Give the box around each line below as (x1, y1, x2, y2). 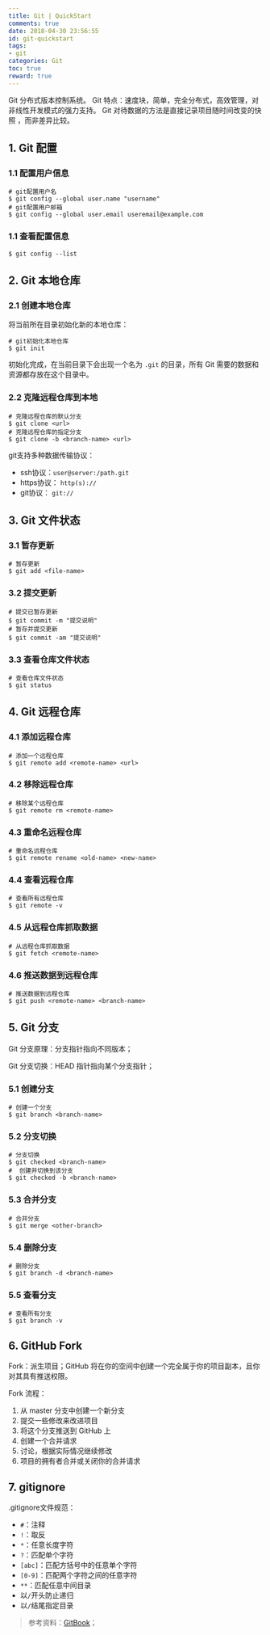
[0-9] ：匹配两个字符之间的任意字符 (19, 1570, 138, 1580)
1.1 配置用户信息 (8, 167, 70, 179)
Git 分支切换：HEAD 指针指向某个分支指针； (8, 1060, 155, 1071)
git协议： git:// (19, 487, 74, 497)
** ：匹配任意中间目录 (19, 1580, 92, 1590)
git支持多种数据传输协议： (8, 450, 95, 460)
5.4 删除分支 (8, 1241, 57, 1253)
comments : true (8, 19, 60, 27)
